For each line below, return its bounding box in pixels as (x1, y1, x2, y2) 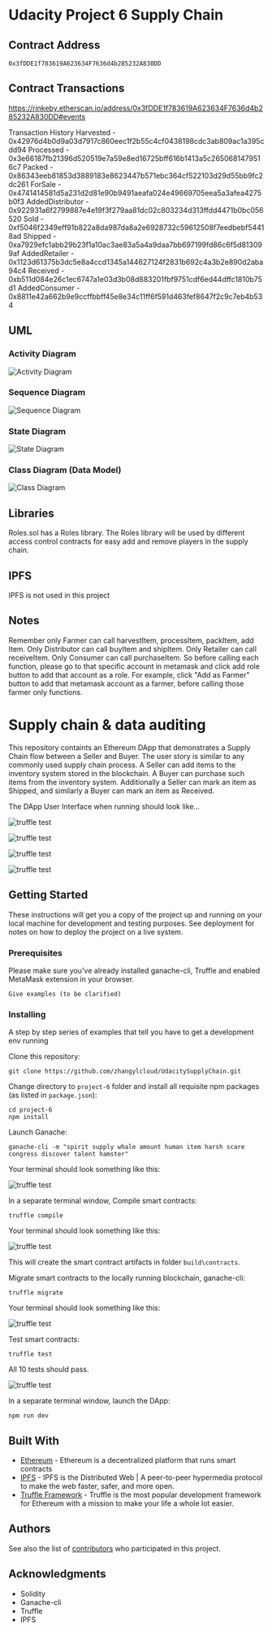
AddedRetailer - (21, 248, 75, 258)
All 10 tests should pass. (8, 1364, 89, 1374)
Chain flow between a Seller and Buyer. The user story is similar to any (8, 751, 245, 761)
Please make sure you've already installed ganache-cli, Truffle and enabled (8, 965, 261, 975)
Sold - (23, 214, 45, 223)
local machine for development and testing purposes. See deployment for (8, 918, 255, 928)
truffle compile (8, 1212, 63, 1220)
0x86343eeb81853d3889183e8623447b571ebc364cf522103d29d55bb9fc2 (8, 171, 264, 180)
